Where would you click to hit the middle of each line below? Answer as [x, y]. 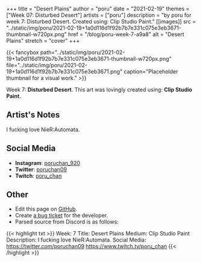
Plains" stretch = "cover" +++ [43, 41]
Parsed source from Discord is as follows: [67, 222]
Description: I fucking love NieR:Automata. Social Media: [76, 240]
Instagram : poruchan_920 [47, 163]
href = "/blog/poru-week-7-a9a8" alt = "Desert [126, 34]
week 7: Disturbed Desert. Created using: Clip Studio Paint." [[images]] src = [101, 21]
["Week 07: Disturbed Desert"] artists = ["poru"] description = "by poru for [99, 15]
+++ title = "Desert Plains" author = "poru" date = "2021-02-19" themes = [98, 9]
